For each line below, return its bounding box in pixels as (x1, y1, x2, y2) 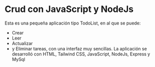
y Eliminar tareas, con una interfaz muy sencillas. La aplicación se (11, 45, 148, 51)
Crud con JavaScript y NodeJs (4, 3, 134, 15)
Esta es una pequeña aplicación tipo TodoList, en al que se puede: (4, 20, 141, 26)
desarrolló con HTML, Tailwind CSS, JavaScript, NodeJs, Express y (11, 51, 151, 57)
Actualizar (11, 40, 33, 46)
